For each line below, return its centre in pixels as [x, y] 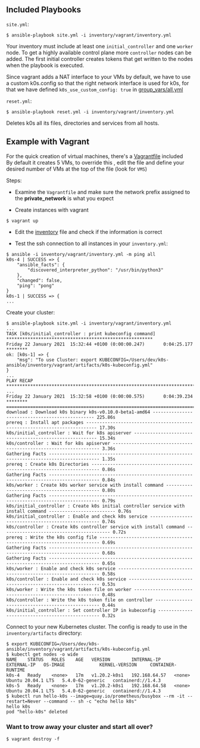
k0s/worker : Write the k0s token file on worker [69, 589]
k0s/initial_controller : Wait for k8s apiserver [69, 433]
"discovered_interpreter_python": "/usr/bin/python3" [96, 270]
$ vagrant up [22, 221]
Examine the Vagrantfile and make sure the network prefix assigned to [102, 192]
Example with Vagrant [48, 142]
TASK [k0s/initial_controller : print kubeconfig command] [81, 333]
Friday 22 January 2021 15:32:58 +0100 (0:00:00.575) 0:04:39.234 [100, 396]
